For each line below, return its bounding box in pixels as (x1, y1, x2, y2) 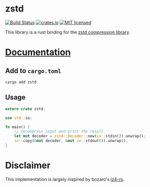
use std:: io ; (5, 115, 32, 120)
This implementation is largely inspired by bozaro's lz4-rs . (5, 176, 125, 182)
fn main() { (5, 124, 30, 130)
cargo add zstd (5, 79, 37, 85)
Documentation (5, 47, 71, 58)
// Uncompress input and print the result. (14, 129, 106, 134)
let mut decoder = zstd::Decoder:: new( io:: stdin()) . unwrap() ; (14, 134, 146, 139)
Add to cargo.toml (5, 66, 61, 75)
